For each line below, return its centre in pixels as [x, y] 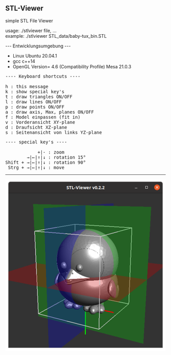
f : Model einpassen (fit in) [43, 117]
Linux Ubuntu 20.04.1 [35, 56]
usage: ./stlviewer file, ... [31, 31]
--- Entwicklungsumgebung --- [38, 46]
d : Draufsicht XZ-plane [36, 127]
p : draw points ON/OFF [35, 107]
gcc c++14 [24, 61]
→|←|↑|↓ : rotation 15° [56, 157]
